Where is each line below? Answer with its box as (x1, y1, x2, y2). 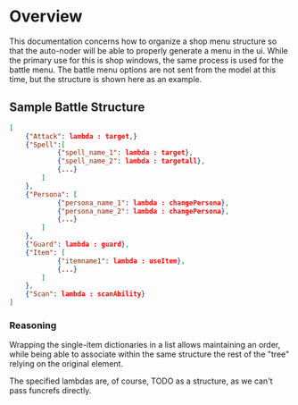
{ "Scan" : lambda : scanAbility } (25, 290, 145, 299)
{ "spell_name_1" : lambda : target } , (56, 148, 194, 157)
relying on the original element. (9, 359, 123, 369)
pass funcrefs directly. (9, 385, 92, 396)
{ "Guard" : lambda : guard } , (25, 240, 129, 249)
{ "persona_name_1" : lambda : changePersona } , (56, 198, 229, 207)
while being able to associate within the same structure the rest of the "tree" (9, 349, 290, 359)
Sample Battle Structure (9, 100, 145, 115)
